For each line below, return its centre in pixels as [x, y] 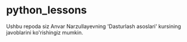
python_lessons [47, 10]
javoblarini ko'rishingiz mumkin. [45, 32]
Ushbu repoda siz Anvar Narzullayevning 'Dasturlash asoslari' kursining [93, 26]
